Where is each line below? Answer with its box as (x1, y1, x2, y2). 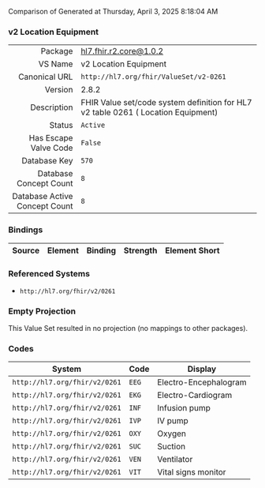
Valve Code (30, 142, 73, 153)
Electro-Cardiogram (157, 390, 233, 401)
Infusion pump (157, 403, 211, 414)
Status (49, 120, 73, 131)
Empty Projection (8, 306, 77, 317)
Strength (123, 245, 158, 256)
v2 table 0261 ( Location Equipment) (80, 107, 218, 118)
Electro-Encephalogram (157, 377, 247, 388)
